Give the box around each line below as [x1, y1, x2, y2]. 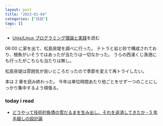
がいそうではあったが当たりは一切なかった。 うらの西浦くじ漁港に [22, 52, 157, 58]
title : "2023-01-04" [5, 12, 48, 17]
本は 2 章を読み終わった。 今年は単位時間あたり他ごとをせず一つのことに [5, 79, 154, 85]
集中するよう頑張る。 [18, 85, 61, 91]
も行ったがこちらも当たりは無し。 [5, 58, 74, 64]
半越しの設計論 [12, 115, 43, 121]
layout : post [5, 7, 32, 12]
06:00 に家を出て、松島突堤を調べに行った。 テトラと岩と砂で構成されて [5, 45, 153, 52]
